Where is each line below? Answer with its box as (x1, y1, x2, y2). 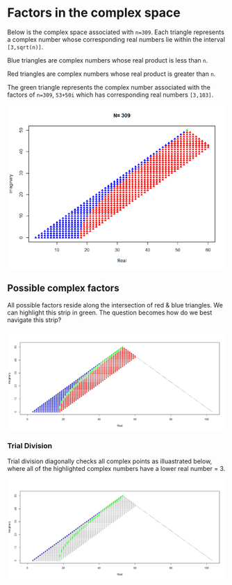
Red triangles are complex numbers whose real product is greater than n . (7, 70, 216, 78)
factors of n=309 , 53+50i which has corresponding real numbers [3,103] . (7, 90, 214, 99)
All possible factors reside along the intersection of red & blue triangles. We (7, 300, 224, 309)
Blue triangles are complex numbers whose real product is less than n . (7, 56, 208, 64)
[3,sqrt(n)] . (7, 42, 44, 51)
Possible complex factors (7, 282, 119, 294)
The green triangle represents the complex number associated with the (7, 83, 210, 91)
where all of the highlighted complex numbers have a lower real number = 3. (7, 464, 226, 472)
